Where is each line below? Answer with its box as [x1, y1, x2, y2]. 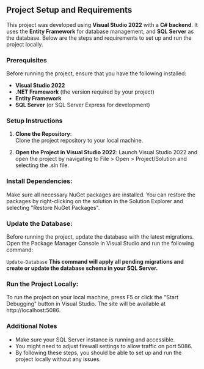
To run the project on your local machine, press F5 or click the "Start [6, 294, 179, 301]
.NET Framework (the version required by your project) [15, 88, 155, 95]
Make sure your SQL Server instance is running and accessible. [15, 336, 175, 343]
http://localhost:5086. [6, 307, 61, 314]
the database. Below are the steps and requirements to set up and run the [6, 34, 192, 42]
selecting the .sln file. [15, 162, 69, 169]
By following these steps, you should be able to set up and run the [15, 349, 182, 356]
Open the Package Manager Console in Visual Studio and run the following [6, 240, 194, 247]
